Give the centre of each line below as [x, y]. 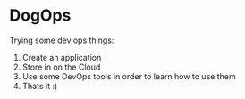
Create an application [62, 57]
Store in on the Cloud [61, 67]
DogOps [40, 16]
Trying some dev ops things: [62, 40]
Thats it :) [40, 86]
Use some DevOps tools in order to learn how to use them [129, 76]
